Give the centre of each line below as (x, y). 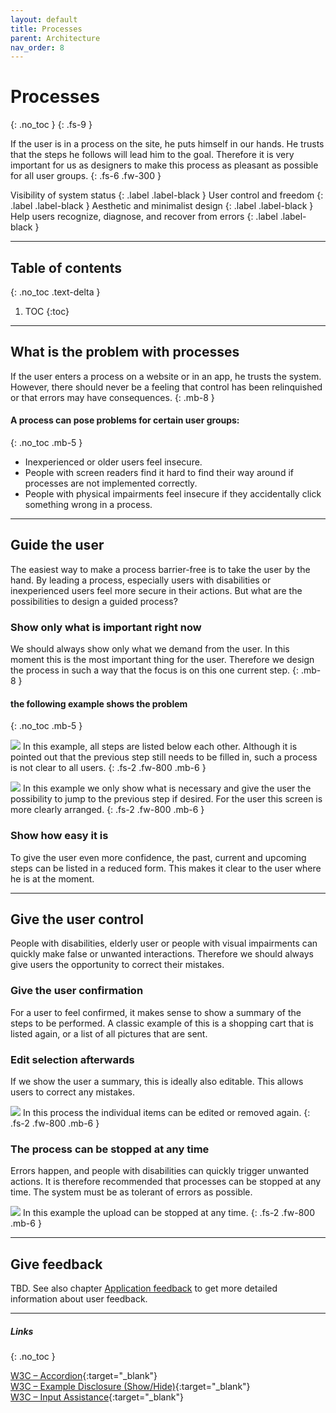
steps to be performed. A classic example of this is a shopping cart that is (162, 1023)
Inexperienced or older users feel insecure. (113, 462)
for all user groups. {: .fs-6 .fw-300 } (86, 176)
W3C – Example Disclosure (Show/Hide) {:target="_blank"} (130, 1387)
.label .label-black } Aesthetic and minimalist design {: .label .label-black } (162, 206)
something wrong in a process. (88, 505)
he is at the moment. (52, 878)
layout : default (44, 19)
